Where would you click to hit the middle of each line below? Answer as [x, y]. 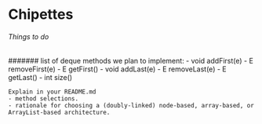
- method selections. [44, 99]
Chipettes [41, 15]
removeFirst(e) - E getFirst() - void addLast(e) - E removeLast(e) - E [117, 69]
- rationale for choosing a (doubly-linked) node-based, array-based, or [131, 106]
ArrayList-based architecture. [59, 113]
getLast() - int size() [40, 78]
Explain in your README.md [52, 92]
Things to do [29, 36]
